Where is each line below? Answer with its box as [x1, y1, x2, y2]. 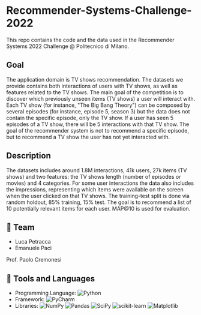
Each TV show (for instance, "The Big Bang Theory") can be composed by [6, 101, 191, 109]
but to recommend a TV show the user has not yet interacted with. [6, 133, 170, 140]
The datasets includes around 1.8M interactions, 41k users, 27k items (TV [6, 166, 187, 174]
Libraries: [14, 302, 39, 310]
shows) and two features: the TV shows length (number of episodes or [6, 173, 181, 180]
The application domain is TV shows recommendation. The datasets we [6, 76, 184, 83]
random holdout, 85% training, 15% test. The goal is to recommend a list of [6, 199, 192, 206]
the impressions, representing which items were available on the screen [6, 185, 184, 193]
